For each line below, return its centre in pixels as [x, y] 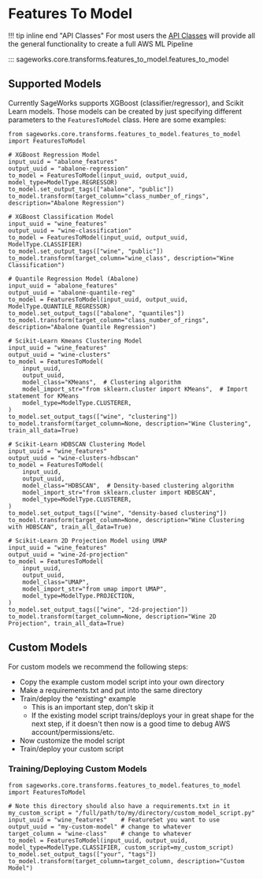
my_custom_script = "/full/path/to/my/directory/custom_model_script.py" [132, 813]
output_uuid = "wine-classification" [70, 230]
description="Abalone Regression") [67, 203]
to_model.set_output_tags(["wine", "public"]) [86, 251]
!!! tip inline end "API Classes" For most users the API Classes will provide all [132, 35]
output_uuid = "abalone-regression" [68, 169]
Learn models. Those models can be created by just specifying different [125, 111]
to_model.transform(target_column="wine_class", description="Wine [121, 258]
